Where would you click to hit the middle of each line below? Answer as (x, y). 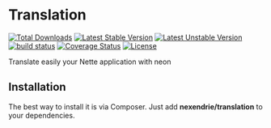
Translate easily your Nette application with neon (90, 62)
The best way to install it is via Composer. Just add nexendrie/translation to (135, 106)
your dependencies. (42, 115)
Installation (37, 87)
